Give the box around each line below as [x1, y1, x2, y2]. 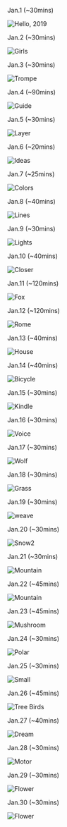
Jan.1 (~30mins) [7, 6, 54, 14]
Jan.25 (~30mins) [7, 662, 60, 670]
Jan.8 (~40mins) [7, 197, 56, 205]
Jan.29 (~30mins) [7, 771, 60, 779]
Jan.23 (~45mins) [7, 607, 60, 615]
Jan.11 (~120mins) [7, 279, 59, 288]
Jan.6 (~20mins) [7, 142, 56, 151]
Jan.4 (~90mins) [7, 88, 56, 96]
